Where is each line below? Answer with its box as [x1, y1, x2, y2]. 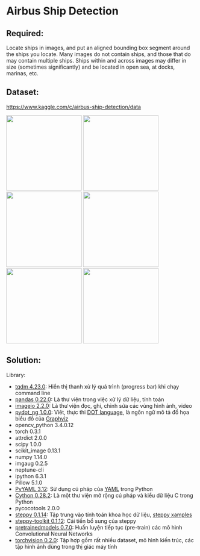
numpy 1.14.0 [14, 453, 48, 460]
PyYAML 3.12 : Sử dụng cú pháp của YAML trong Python [14, 485, 153, 492]
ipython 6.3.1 [14, 472, 46, 479]
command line [14, 389, 51, 396]
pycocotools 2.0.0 [14, 504, 60, 511]
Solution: [6, 355, 41, 366]
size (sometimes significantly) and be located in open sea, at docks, [6, 63, 175, 70]
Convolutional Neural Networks [14, 530, 93, 537]
